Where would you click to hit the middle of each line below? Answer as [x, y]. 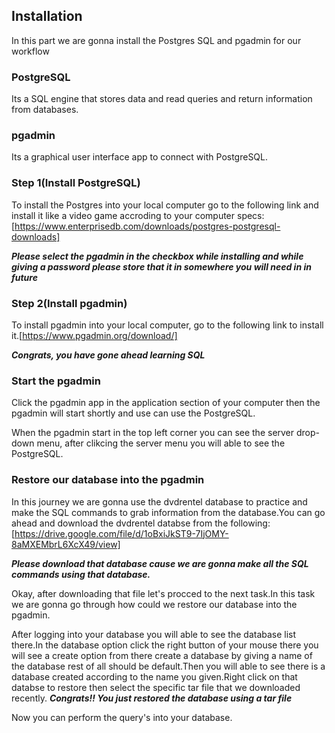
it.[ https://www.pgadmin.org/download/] [94, 335]
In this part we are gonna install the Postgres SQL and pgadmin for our [156, 40]
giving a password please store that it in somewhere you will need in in [161, 266]
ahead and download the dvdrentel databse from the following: [141, 523]
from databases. [45, 110]
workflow [30, 51]
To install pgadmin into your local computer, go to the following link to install [167, 325]
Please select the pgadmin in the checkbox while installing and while [157, 256]
